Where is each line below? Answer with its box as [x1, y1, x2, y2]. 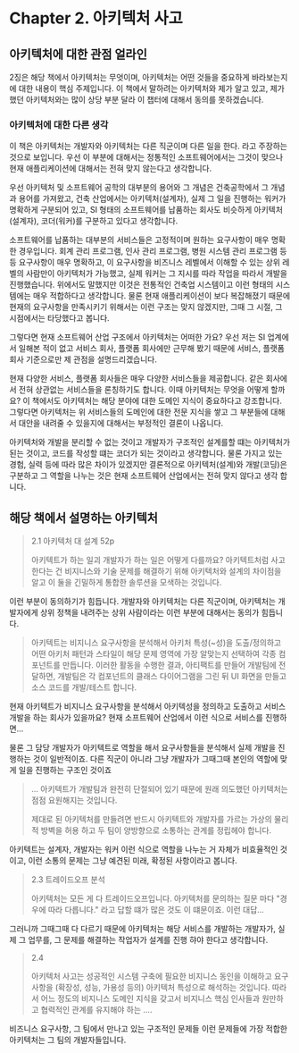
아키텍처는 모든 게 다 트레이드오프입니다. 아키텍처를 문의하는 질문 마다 [30, 893, 275, 904]
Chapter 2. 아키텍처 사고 [9, 8, 183, 29]
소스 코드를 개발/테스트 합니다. [30, 682, 137, 693]
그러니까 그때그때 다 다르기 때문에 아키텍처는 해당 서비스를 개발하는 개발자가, [9, 923, 277, 934]
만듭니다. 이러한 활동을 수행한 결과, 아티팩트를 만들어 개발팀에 [62, 660, 277, 670]
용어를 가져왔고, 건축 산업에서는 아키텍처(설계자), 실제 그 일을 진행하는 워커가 [18, 193, 287, 204]
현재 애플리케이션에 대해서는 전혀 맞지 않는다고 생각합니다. [9, 163, 212, 174]
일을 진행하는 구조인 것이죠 [18, 765, 112, 776]
